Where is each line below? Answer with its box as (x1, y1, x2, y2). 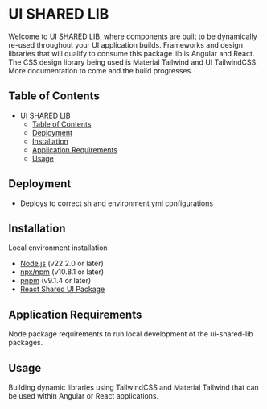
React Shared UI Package (19, 284, 105, 294)
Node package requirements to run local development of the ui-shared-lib (8, 329, 253, 339)
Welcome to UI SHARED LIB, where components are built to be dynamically (8, 31, 257, 41)
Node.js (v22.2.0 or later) (19, 259, 105, 269)
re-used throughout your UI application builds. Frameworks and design (8, 40, 244, 49)
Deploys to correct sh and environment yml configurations (19, 198, 214, 208)
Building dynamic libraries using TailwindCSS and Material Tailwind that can (8, 382, 259, 392)
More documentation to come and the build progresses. (8, 65, 193, 75)
